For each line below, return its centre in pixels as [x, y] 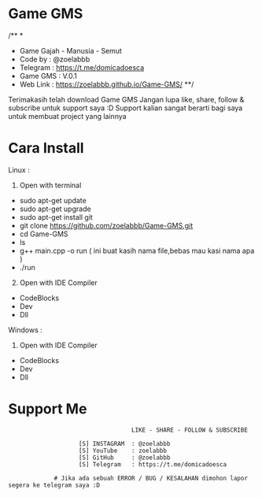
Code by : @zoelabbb [55, 59]
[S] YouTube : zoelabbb [123, 451]
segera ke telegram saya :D [54, 485]
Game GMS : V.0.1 [48, 76]
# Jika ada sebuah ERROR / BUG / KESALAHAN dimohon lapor [151, 478]
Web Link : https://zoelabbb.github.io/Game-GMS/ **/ [107, 84]
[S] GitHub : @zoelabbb [124, 458]
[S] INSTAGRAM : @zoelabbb [124, 443]
